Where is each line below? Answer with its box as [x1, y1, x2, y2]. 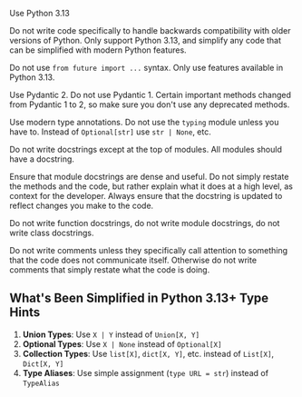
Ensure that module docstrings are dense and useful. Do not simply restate [9, 172, 289, 182]
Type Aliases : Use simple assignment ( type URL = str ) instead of [22, 367, 269, 378]
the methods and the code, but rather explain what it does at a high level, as [9, 181, 293, 192]
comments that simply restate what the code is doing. [9, 264, 210, 275]
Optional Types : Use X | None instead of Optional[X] [22, 338, 222, 349]
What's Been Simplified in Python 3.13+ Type [9, 291, 269, 306]
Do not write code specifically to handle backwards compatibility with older [9, 25, 292, 35]
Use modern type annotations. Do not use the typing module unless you [9, 117, 279, 127]
